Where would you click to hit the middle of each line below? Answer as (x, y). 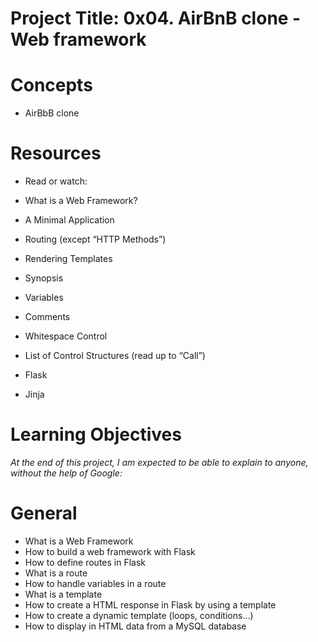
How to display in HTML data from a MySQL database (135, 626)
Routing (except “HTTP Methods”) (95, 239)
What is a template (63, 594)
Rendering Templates (68, 259)
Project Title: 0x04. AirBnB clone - (156, 18)
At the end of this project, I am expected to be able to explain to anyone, (159, 462)
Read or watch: (56, 181)
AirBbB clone (52, 113)
